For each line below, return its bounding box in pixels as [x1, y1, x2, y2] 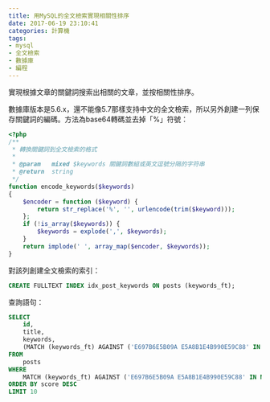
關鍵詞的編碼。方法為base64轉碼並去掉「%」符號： [14, 114, 189, 124]
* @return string [11, 168, 74, 176]
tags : [8, 34, 27, 43]
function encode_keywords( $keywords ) [8, 183, 135, 191]
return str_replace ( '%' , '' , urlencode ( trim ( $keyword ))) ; [37, 205, 235, 213]
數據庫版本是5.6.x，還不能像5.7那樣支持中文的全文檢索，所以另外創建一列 [8, 104, 253, 113]
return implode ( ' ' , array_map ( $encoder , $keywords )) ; [22, 242, 211, 250]
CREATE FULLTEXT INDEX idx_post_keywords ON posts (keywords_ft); [8, 281, 235, 289]
